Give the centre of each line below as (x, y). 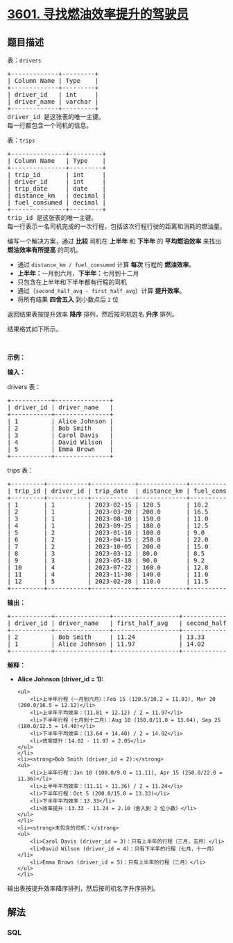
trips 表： (21, 470)
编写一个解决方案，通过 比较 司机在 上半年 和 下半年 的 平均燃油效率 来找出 (114, 241)
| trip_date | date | (57, 189)
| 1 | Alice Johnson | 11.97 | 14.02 (106, 644)
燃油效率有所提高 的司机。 (44, 250)
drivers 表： (24, 387)
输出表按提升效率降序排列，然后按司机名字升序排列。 (83, 888)
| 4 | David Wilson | (60, 442)
